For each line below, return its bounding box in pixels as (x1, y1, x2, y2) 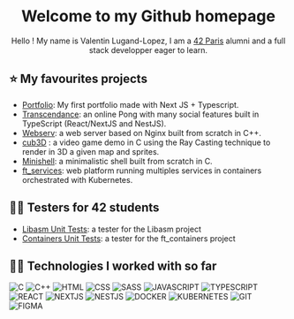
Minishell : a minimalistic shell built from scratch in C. (21, 156, 214, 166)
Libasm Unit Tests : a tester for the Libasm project (21, 224, 201, 234)
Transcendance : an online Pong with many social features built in (21, 109, 260, 119)
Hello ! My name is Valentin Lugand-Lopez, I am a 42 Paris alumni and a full (11, 35, 286, 46)
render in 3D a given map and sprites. (21, 146, 160, 156)
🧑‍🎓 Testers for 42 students (9, 201, 160, 216)
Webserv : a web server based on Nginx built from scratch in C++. (21, 127, 262, 138)
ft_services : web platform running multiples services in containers (21, 165, 262, 176)
